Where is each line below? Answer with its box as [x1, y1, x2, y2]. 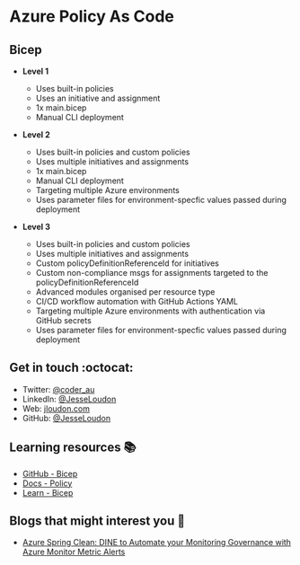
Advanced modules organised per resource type [35, 287, 216, 297]
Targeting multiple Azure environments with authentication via [35, 305, 266, 316]
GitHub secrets [35, 315, 92, 325]
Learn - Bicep [22, 487, 74, 498]
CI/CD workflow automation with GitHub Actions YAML [35, 296, 239, 306]
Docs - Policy [22, 478, 73, 489]
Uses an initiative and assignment [35, 93, 161, 103]
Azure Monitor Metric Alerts [22, 546, 126, 558]
